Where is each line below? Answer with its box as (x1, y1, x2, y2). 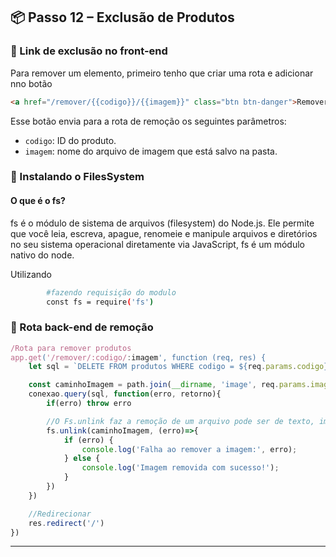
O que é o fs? (10, 195, 66, 207)
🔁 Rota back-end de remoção (10, 320, 154, 334)
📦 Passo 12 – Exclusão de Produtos (10, 9, 235, 26)
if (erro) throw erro (46, 399, 132, 409)
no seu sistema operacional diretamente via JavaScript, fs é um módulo (10, 238, 305, 250)
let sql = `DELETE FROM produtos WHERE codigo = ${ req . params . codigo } (28, 362, 329, 372)
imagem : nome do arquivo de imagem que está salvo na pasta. (24, 145, 278, 157)
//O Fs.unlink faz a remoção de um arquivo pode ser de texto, (46, 416, 315, 426)
